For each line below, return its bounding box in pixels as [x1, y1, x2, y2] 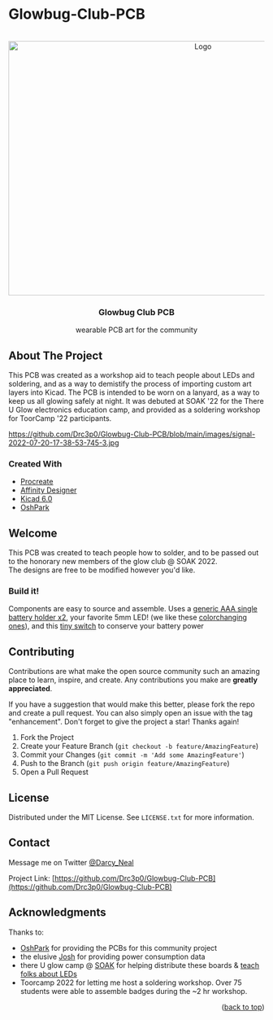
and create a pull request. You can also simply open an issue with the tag [8, 708, 253, 718]
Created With [8, 457, 63, 469]
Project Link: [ [8, 873, 55, 883]
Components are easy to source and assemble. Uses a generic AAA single [8, 604, 258, 614]
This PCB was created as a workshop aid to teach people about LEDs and [8, 370, 255, 380]
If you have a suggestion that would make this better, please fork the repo [8, 699, 255, 709]
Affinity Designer [19, 485, 77, 495]
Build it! [8, 585, 40, 597]
